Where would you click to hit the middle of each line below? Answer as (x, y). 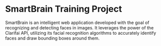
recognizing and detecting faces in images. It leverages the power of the (80, 27)
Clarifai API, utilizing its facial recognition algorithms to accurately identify (81, 33)
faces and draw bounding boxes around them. (52, 38)
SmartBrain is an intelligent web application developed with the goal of (77, 23)
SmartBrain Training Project (64, 9)
